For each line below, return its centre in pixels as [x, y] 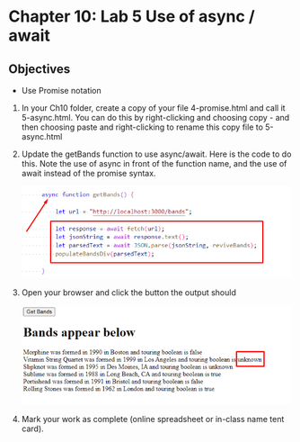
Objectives [40, 69]
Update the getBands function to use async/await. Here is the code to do [156, 154]
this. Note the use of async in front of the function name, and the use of [154, 163]
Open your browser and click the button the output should [129, 293]
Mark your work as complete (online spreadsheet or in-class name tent [153, 419]
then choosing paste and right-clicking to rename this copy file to [142, 127]
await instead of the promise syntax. [88, 173]
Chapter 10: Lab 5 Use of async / [132, 17]
